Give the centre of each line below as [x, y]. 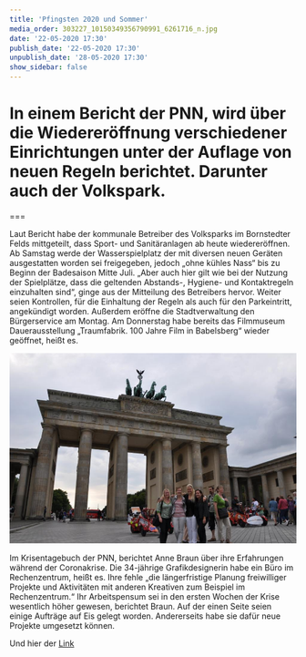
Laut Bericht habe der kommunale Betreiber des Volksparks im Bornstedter [150, 233]
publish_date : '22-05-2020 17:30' [75, 48]
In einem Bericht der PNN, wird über [148, 113]
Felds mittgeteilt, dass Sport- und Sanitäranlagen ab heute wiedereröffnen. [150, 243]
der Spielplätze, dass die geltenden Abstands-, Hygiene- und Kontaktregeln [152, 282]
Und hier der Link [42, 643]
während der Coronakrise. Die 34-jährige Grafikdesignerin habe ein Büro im [152, 568]
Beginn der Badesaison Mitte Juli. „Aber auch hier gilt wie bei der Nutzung [149, 272]
